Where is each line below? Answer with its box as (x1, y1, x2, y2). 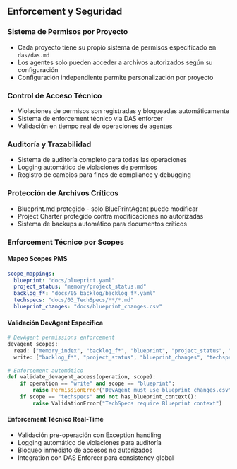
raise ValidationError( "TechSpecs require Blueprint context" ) (32, 400, 222, 407)
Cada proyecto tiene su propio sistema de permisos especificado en (17, 42, 217, 52)
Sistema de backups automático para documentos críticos (17, 219, 188, 228)
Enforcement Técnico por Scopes (7, 237, 125, 247)
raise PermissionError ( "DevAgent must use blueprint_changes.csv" (32, 387, 232, 394)
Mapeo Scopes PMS (7, 255, 68, 263)
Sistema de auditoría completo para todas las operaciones (17, 156, 187, 164)
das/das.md (17, 52, 50, 59)
